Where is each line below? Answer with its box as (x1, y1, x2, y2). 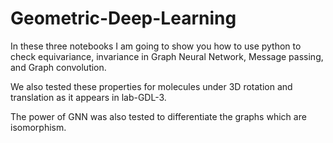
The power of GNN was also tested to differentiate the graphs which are (10, 110, 307, 122)
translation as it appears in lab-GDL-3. (10, 91, 167, 103)
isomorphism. (10, 121, 67, 133)
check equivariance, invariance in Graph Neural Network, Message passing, (10, 50, 324, 62)
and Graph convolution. (10, 61, 107, 73)
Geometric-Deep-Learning (10, 7, 237, 30)
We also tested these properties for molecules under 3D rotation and (10, 80, 293, 92)
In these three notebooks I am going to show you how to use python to (10, 40, 302, 52)
